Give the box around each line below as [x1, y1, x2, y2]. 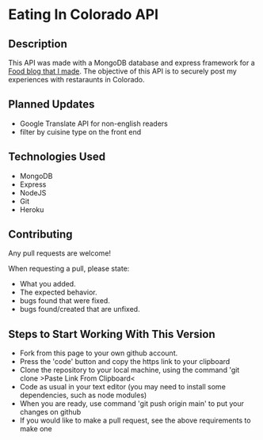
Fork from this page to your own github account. [19, 348, 178, 358]
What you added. [19, 279, 77, 289]
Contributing [8, 228, 73, 241]
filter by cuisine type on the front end [19, 127, 142, 136]
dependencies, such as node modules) [19, 390, 147, 400]
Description [8, 37, 67, 51]
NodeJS [19, 188, 47, 197]
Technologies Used [8, 150, 105, 164]
